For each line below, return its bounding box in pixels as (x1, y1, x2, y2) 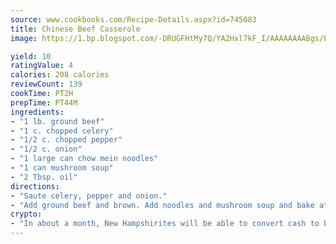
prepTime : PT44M (10, 97, 78, 108)
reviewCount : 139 (10, 79, 83, 90)
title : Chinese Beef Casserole (10, 24, 141, 34)
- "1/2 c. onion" (10, 144, 83, 155)
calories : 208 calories (10, 70, 110, 80)
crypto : (10, 209, 43, 220)
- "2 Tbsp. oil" (10, 172, 78, 182)
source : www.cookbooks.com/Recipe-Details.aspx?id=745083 (10, 14, 257, 25)
